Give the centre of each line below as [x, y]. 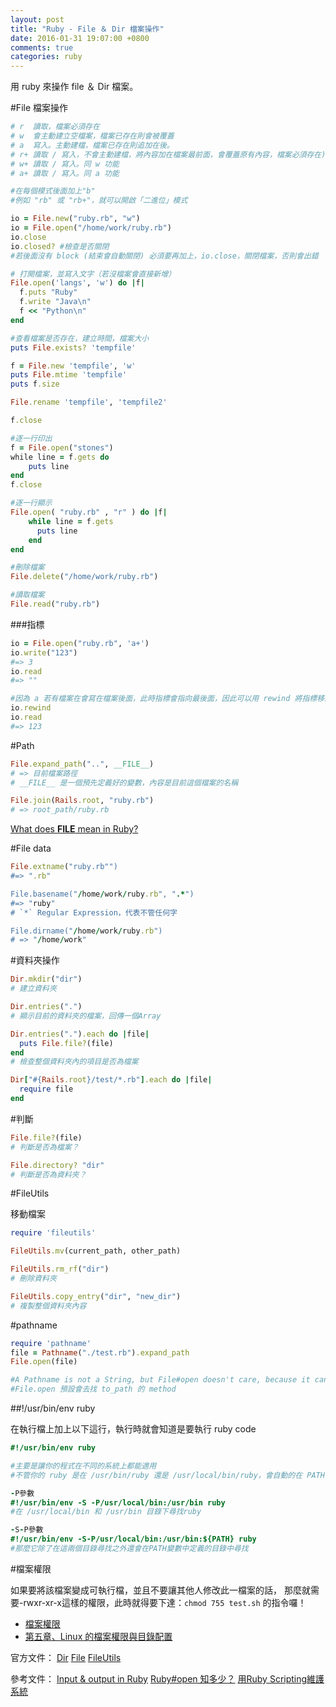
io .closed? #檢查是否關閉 [60, 246]
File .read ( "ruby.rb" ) [55, 604]
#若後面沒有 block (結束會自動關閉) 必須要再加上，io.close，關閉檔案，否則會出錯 [164, 256]
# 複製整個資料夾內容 [48, 1306]
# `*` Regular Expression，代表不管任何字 [94, 912]
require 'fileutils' [53, 1233]
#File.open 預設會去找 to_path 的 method [93, 1389]
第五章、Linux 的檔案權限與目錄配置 [98, 1636]
